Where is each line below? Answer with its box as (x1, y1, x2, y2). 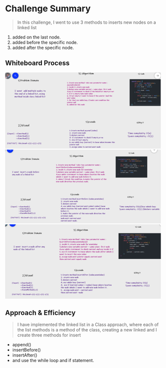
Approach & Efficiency (5, 308, 76, 317)
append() (12, 342, 32, 348)
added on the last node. (12, 34, 61, 40)
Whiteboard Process (5, 59, 70, 67)
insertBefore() (12, 347, 41, 353)
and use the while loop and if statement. (12, 358, 94, 364)
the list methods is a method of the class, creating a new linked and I (17, 327, 157, 333)
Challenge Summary (5, 3, 91, 14)
